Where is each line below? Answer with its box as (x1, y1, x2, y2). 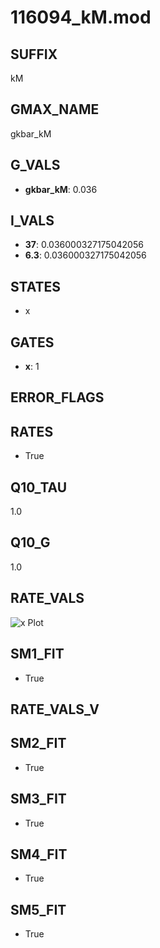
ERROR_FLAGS (10, 389, 105, 406)
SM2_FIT (10, 735, 67, 752)
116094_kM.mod (10, 6, 152, 29)
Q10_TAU (10, 479, 68, 496)
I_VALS (10, 212, 55, 230)
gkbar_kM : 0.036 (24, 183, 98, 195)
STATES (10, 278, 62, 295)
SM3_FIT (10, 791, 67, 808)
